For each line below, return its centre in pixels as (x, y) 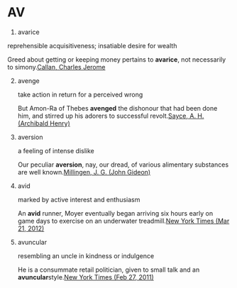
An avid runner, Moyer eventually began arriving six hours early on (115, 213)
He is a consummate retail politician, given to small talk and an (109, 270)
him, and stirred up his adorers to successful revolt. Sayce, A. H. (111, 116)
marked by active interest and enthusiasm (79, 199)
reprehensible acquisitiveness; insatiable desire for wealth (92, 45)
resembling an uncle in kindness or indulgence (86, 255)
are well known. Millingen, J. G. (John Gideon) (84, 172)
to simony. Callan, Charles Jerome (56, 67)
